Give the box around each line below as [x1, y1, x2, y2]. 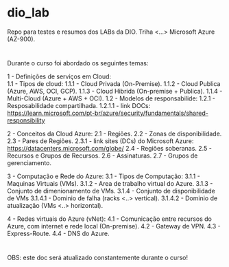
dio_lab [7, 5, 50, 21]
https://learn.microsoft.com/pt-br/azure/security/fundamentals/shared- [7, 109, 209, 118]
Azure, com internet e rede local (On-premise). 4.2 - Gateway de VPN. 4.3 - [7, 222, 221, 231]
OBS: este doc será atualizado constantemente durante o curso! [7, 253, 189, 262]
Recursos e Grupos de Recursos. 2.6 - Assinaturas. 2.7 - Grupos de [7, 151, 198, 160]
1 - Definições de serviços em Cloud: [7, 72, 112, 81]
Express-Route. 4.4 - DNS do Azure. [7, 229, 110, 238]
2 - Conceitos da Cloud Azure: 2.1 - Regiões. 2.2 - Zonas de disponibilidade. [7, 129, 222, 138]
